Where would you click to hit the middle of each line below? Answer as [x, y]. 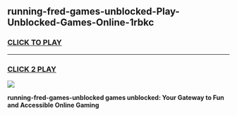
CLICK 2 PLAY [32, 69]
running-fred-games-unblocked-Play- [93, 12]
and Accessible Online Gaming [53, 105]
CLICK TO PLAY [35, 43]
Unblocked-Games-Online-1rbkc [81, 23]
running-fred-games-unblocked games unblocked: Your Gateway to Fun [116, 97]
